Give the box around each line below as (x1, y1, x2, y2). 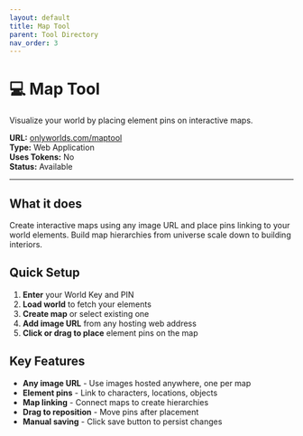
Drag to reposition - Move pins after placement (22, 406, 199, 417)
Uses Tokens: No (9, 152, 75, 162)
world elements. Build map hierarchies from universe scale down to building (9, 229, 291, 240)
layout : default (9, 13, 70, 23)
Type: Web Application (9, 142, 95, 153)
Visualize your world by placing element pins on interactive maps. (9, 115, 253, 126)
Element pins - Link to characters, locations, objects (22, 387, 218, 398)
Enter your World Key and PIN (22, 289, 134, 300)
